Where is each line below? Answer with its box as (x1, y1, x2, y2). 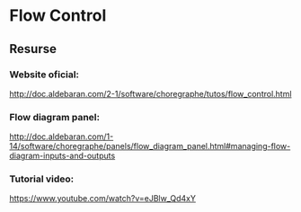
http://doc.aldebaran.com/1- (9, 131, 114, 142)
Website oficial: (9, 68, 79, 81)
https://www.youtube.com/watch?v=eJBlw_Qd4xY (9, 193, 196, 204)
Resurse (9, 41, 57, 57)
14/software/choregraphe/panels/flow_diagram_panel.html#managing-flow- (9, 141, 291, 152)
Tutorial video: (9, 172, 75, 185)
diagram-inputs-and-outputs (9, 150, 116, 162)
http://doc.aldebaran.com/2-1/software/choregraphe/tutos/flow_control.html (9, 88, 292, 99)
